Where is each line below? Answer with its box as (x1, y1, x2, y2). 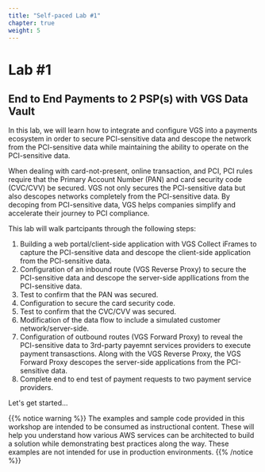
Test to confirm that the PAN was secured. (19, 290, 159, 300)
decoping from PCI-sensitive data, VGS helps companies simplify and (8, 200, 236, 210)
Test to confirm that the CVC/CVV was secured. (19, 307, 177, 316)
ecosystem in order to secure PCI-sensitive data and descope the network (8, 134, 252, 144)
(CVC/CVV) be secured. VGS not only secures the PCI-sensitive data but (8, 184, 246, 193)
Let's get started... (8, 398, 69, 408)
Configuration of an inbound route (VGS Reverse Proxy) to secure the (19, 265, 247, 274)
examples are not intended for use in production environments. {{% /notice (8, 447, 254, 457)
